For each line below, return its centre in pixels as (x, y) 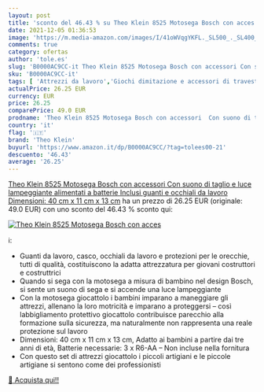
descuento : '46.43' (40, 154)
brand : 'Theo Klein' (42, 140)
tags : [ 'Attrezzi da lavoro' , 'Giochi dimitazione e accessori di (119, 81)
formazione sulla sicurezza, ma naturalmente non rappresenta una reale (136, 323)
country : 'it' (31, 125)
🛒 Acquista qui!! (34, 380)
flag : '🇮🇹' (27, 132)
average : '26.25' (37, 162)
